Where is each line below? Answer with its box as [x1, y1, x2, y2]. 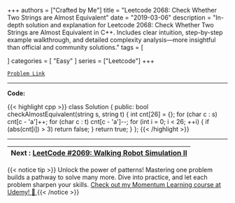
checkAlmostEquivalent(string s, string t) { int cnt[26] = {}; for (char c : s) [7, 110, 218, 118]
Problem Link [7, 70, 45, 77]
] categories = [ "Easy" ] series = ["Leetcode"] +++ [7, 57, 155, 65]
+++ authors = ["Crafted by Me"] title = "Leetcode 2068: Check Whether [7, 6, 218, 14]
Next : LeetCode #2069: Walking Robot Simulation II [10, 148, 187, 157]
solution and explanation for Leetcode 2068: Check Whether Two [25, 21, 215, 29]
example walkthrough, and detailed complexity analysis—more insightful [7, 36, 216, 44]
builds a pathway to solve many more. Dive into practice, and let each [7, 173, 208, 181]
